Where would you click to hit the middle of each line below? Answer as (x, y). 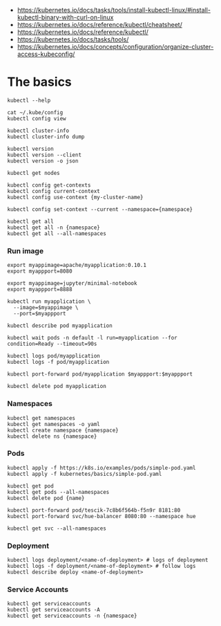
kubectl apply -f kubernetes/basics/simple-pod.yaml (85, 474)
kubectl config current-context (54, 191)
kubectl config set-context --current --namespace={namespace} (100, 209)
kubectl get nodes (33, 173)
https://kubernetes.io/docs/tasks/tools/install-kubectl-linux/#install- (114, 10)
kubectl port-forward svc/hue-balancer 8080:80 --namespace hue (102, 516)
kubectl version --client (44, 155)
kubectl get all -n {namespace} (54, 228)
